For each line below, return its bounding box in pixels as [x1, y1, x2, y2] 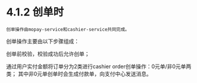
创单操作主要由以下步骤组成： [6, 37, 79, 44]
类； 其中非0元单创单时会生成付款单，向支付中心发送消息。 [6, 70, 152, 77]
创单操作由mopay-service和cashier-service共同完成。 [6, 26, 130, 33]
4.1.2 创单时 [6, 5, 64, 19]
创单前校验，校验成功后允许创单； [6, 50, 90, 57]
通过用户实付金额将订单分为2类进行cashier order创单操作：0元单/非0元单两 [6, 63, 192, 70]
